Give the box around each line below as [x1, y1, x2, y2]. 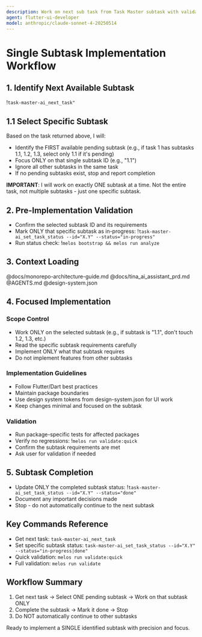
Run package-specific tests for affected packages [14, 431, 139, 438]
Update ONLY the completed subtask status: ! [14, 483, 129, 490]
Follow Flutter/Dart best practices [14, 382, 98, 390]
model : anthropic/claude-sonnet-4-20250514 [6, 20, 117, 26]
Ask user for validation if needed [14, 450, 96, 457]
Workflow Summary [6, 577, 83, 588]
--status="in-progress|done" [14, 548, 88, 554]
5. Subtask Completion [6, 467, 94, 478]
